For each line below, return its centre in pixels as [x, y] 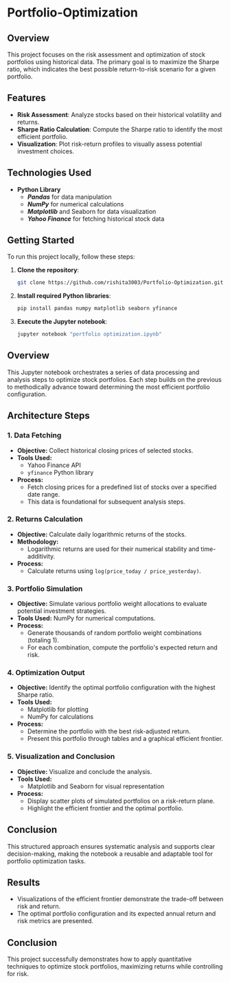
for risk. [18, 974]
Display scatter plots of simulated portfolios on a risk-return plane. [121, 801]
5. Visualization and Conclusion [61, 757]
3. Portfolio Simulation [45, 588]
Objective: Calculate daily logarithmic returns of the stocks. [102, 534]
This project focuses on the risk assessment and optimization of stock [106, 54]
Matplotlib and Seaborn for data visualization [92, 211]
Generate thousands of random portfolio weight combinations [115, 633]
